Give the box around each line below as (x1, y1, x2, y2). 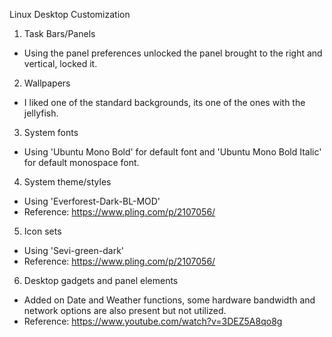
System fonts (23, 127, 79, 138)
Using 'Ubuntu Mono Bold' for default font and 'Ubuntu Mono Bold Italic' (23, 146, 322, 158)
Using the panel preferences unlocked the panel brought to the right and (23, 47, 323, 59)
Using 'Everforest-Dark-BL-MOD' (23, 195, 161, 207)
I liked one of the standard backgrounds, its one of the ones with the (23, 97, 306, 108)
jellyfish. (23, 107, 59, 119)
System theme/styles (23, 176, 112, 188)
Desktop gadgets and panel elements (23, 275, 179, 286)
